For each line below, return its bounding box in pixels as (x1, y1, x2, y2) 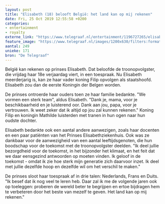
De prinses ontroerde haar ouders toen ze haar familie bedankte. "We (5, 91, 146, 97)
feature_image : (5, 39, 36, 44)
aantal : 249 (5, 44, 29, 49)
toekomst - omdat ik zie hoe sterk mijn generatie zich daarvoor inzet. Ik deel (5, 158, 159, 165)
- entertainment (5, 26, 38, 30)
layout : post (5, 7, 32, 12)
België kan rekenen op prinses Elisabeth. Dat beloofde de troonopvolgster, (5, 66, 156, 72)
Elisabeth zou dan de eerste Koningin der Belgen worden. (5, 82, 121, 88)
